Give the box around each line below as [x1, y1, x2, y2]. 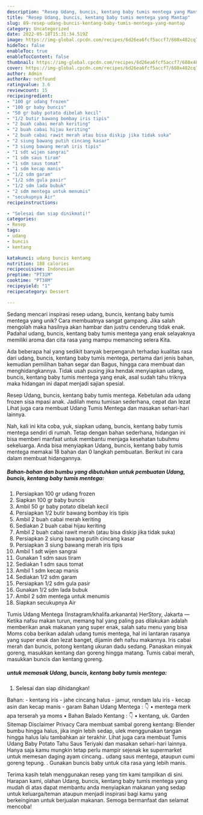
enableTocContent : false [7, 54, 69, 60]
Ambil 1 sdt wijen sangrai [15, 547, 78, 555]
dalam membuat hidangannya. [7, 454, 82, 461]
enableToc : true [7, 48, 48, 54]
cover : [7, 65, 23, 71]
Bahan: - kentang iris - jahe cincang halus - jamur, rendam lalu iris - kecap [7, 696, 191, 703]
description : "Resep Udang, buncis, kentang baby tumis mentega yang [7, 8, 186, 15]
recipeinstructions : [7, 200, 59, 206]
